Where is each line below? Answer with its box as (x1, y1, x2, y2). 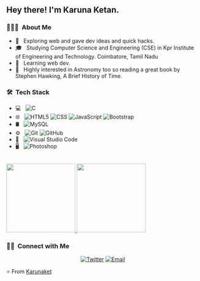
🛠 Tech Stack (6, 88, 50, 97)
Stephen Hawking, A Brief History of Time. (15, 72, 122, 79)
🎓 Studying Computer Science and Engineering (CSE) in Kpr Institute (15, 44, 194, 51)
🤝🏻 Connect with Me (6, 241, 70, 250)
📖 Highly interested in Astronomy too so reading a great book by (15, 65, 180, 73)
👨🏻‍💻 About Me (6, 23, 52, 32)
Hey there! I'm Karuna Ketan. (6, 5, 119, 15)
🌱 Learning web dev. (15, 59, 70, 67)
